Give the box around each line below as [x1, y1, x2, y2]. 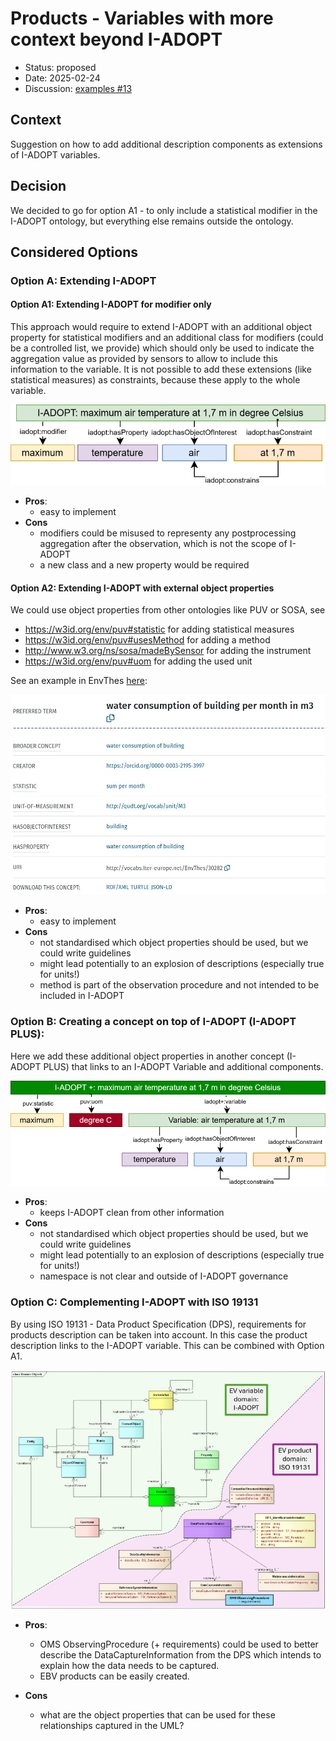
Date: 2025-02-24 [24, 72, 101, 84]
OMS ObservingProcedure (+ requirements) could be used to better [39, 1638, 319, 1651]
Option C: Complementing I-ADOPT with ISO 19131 [10, 1295, 259, 1309]
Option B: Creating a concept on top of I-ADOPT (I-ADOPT [10, 1015, 297, 1029]
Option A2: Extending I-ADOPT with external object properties [10, 582, 275, 594]
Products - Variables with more [10, 7, 274, 30]
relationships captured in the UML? [39, 1720, 185, 1732]
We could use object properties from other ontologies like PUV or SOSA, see [10, 604, 326, 616]
